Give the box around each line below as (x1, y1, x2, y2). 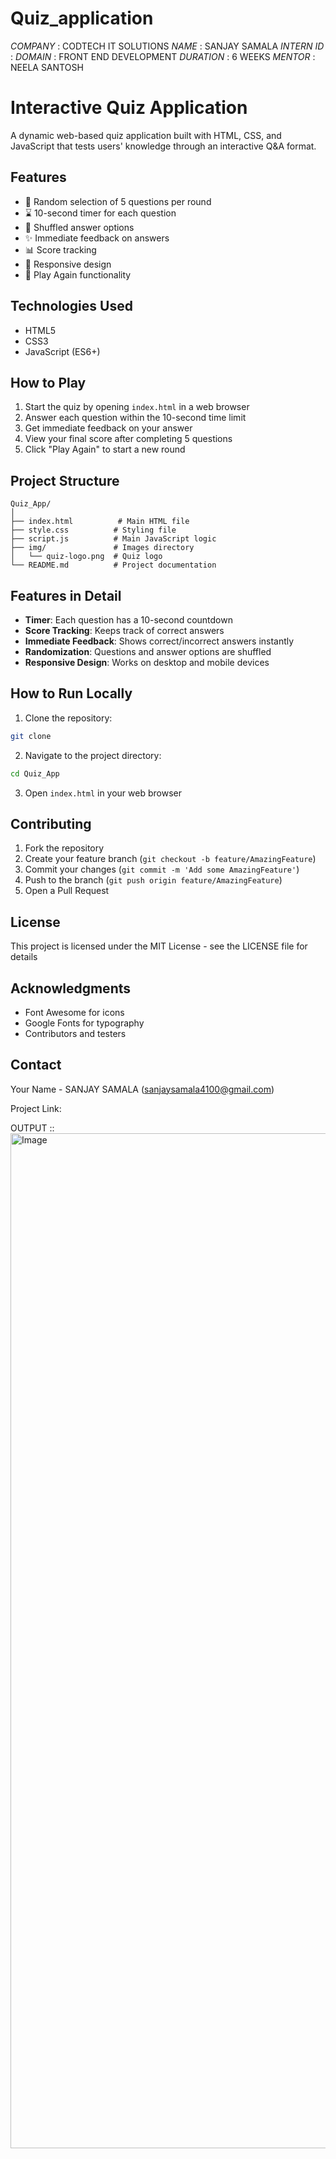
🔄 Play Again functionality (24, 268, 132, 281)
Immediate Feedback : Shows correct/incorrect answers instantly (24, 635, 295, 647)
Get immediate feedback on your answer (24, 422, 193, 434)
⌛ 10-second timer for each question (24, 207, 177, 219)
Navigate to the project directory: (24, 749, 162, 761)
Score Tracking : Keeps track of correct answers (24, 624, 225, 636)
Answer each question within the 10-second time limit (24, 412, 247, 424)
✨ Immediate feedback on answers (24, 232, 170, 244)
